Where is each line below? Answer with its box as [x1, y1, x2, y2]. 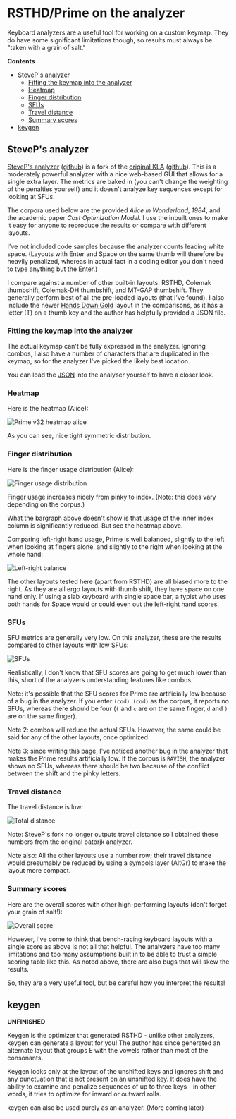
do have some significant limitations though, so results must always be [7, 35, 213, 44]
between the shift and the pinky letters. [7, 769, 121, 778]
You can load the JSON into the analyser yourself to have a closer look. [7, 370, 214, 379]
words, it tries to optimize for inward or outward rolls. [7, 1090, 161, 1099]
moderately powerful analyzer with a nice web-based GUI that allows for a [7, 169, 223, 178]
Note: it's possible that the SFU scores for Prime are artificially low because [7, 689, 227, 698]
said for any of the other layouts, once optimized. [7, 732, 150, 742]
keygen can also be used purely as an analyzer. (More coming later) [7, 1103, 204, 1112]
